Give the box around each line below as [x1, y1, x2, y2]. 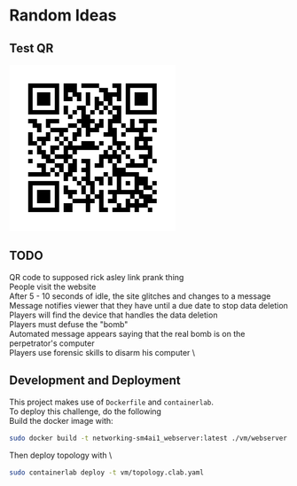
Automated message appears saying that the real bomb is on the [9, 328, 246, 339]
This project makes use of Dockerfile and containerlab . [9, 396, 215, 407]
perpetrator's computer [9, 338, 95, 349]
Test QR [9, 41, 54, 56]
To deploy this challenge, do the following [9, 405, 162, 417]
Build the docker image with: [9, 415, 113, 426]
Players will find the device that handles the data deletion [9, 310, 218, 320]
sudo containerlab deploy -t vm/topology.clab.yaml [9, 467, 204, 477]
